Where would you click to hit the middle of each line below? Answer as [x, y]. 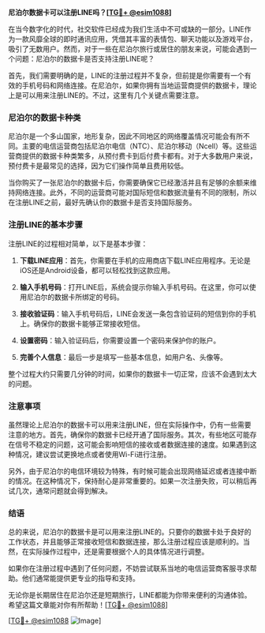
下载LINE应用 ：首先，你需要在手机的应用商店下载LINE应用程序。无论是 [135, 260]
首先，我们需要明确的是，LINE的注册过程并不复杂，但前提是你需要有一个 [126, 75]
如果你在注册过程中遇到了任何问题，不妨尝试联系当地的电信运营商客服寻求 [129, 568]
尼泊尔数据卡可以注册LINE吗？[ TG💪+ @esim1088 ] [90, 12]
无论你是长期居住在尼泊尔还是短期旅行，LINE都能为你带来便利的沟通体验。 [130, 595]
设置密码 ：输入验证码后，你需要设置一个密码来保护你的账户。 [120, 340]
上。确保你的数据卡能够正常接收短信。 [82, 324]
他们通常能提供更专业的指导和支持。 [80, 579]
